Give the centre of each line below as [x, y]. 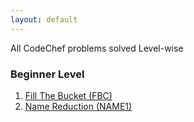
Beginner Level [47, 74]
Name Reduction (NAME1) [78, 106]
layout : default [44, 19]
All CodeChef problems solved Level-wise [97, 48]
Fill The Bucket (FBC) [68, 95]
